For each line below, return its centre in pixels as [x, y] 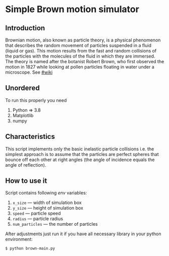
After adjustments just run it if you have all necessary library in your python [83, 234]
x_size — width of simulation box [47, 202]
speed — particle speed [37, 214]
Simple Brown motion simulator [72, 9]
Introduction [25, 28]
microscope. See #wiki [29, 72]
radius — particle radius [38, 219]
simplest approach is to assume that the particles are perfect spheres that [82, 154]
